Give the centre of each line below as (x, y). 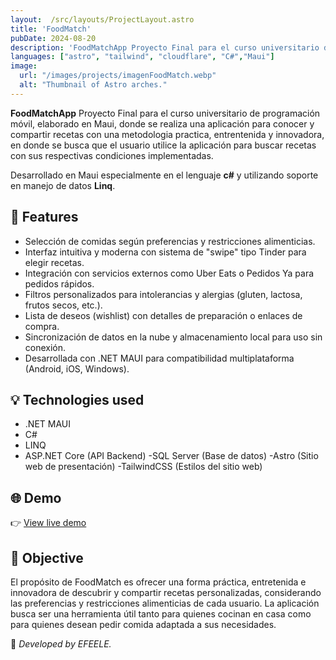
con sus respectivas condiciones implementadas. (112, 155)
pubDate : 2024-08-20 (53, 38)
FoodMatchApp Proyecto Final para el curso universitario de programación (165, 113)
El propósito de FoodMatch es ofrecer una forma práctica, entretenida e (158, 582)
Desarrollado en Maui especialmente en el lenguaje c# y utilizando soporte (164, 175)
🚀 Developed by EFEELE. (61, 644)
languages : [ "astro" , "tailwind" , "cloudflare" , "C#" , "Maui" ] (142, 57)
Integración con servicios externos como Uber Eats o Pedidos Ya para (169, 273)
